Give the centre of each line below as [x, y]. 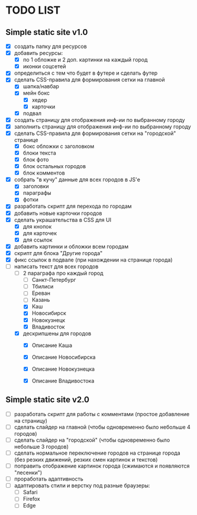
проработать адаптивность [49, 479]
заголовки [36, 186]
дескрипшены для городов [57, 333]
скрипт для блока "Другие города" [58, 253]
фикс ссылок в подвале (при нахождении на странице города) [93, 260]
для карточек [40, 233]
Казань [41, 300]
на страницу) [31, 420]
